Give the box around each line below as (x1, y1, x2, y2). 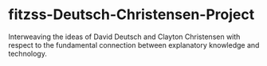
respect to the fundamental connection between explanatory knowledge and (8, 40, 260, 49)
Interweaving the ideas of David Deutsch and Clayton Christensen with (8, 32, 241, 41)
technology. (8, 49, 48, 58)
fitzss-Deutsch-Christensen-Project (8, 6, 255, 24)
